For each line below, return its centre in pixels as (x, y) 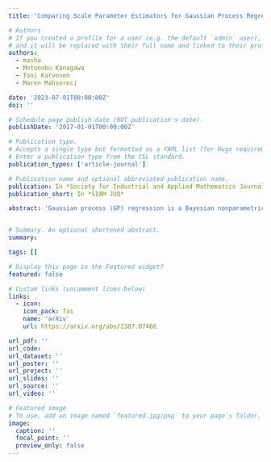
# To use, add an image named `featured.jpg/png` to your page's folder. (135, 416)
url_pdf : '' (28, 341)
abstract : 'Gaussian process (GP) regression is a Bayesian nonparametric (137, 208)
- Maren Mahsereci (47, 83)
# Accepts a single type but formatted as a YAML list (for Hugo (120, 149)
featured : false (35, 274)
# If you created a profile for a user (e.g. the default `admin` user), (135, 38)
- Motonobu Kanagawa (50, 68)
